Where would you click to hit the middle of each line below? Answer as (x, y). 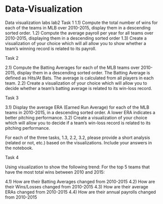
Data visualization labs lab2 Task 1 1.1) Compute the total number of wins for (81, 23)
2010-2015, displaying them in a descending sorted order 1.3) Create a (76, 38)
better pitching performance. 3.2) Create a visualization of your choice (76, 117)
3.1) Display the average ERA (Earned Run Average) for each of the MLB (77, 107)
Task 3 (12, 98)
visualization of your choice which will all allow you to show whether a (76, 43)
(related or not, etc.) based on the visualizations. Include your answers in (79, 142)
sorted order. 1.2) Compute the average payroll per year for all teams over (79, 33)
